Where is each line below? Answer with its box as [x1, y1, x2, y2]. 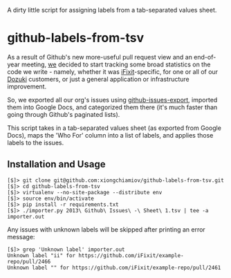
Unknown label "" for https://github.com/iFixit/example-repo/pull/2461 [7, 264, 221, 271]
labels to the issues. [7, 138, 64, 147]
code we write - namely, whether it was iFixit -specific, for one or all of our [7, 67, 219, 75]
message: [7, 232, 35, 241]
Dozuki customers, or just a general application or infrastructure [7, 75, 190, 83]
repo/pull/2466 [7, 258, 51, 265]
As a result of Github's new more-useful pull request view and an [7, 53, 192, 61]
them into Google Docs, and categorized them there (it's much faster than [7, 103, 218, 111]
